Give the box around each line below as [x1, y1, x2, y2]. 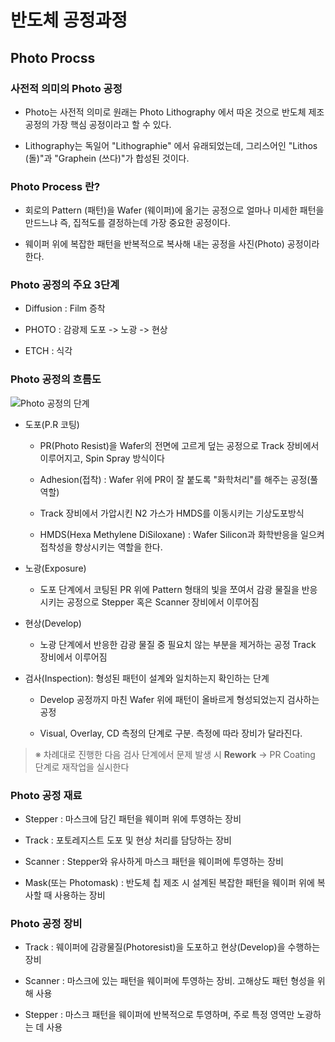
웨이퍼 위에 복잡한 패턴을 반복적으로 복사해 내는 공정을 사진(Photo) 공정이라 [24, 238, 320, 250]
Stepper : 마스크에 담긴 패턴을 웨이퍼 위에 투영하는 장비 [24, 813, 242, 825]
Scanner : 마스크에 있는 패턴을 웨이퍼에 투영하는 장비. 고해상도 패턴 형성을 [24, 975, 315, 987]
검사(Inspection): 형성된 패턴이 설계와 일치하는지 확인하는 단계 [24, 672, 270, 684]
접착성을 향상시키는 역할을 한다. [39, 541, 163, 553]
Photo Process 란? [10, 179, 101, 193]
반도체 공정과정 [10, 9, 128, 32]
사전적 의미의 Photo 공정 [10, 81, 123, 95]
